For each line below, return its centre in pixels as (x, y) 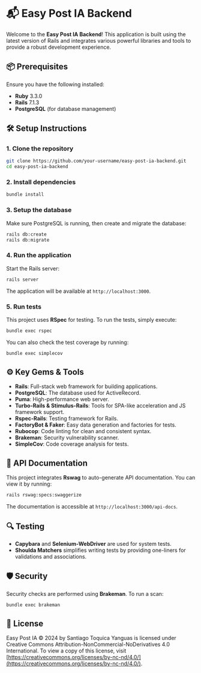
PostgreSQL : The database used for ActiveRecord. (78, 393)
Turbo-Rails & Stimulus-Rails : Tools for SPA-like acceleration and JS (100, 405)
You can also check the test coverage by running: (67, 342)
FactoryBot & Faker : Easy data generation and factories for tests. (96, 425)
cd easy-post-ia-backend (37, 167)
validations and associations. (51, 556)
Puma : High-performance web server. (62, 399)
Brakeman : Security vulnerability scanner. (67, 438)
